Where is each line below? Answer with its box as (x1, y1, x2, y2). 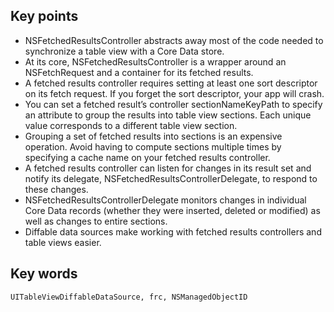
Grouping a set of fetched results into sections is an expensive (24, 130, 283, 142)
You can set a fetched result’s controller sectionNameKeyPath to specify (24, 98, 323, 110)
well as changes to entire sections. (24, 215, 168, 227)
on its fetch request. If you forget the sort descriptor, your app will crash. (24, 87, 325, 99)
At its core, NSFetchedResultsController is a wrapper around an (24, 55, 287, 68)
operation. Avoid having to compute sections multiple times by (24, 140, 282, 153)
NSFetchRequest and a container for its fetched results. (24, 66, 254, 78)
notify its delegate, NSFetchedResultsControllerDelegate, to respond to (24, 172, 318, 184)
